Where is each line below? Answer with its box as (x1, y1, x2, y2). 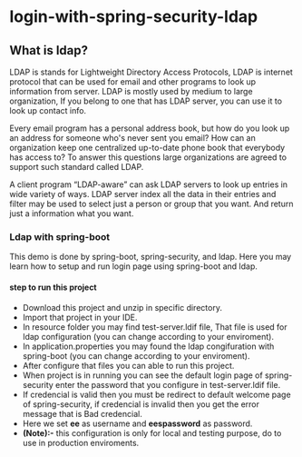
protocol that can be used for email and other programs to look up (9, 76, 257, 87)
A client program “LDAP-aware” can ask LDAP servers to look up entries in (9, 179, 288, 190)
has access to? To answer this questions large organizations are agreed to (9, 152, 287, 163)
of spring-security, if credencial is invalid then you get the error (22, 398, 260, 410)
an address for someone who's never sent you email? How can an (9, 133, 256, 143)
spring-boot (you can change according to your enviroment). (22, 350, 250, 361)
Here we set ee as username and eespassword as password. (22, 418, 253, 429)
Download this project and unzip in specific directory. (22, 302, 222, 313)
